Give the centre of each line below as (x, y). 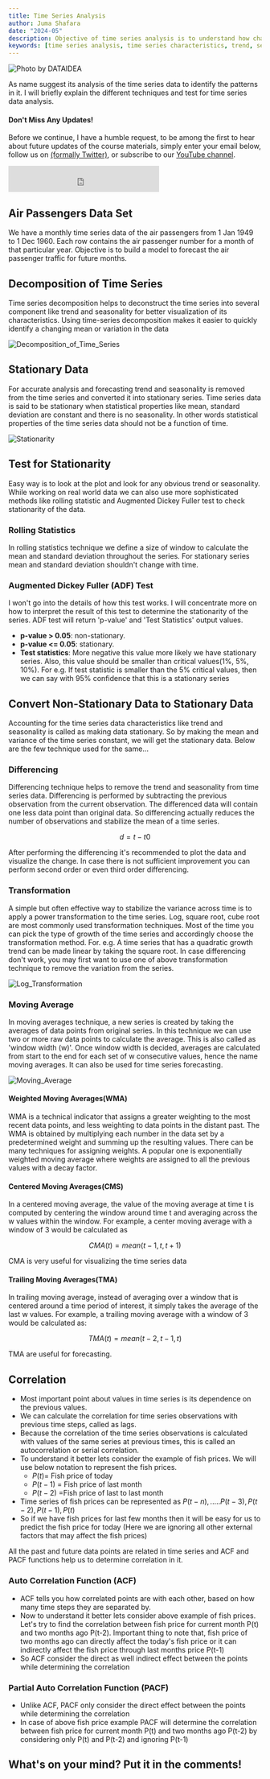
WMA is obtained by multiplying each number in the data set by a (117, 1134)
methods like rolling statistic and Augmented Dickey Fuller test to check (127, 501)
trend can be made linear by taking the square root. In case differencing (127, 951)
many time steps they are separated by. (85, 1607)
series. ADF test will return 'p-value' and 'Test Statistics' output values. (126, 620)
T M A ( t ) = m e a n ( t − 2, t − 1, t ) (135, 1339)
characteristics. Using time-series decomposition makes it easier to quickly (133, 320)
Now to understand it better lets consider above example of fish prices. (138, 1616)
